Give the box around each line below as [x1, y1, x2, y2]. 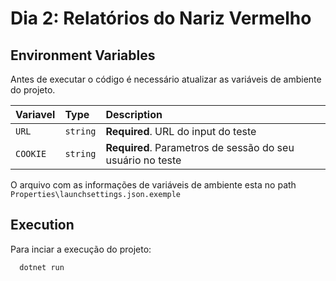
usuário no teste [105, 153, 182, 167]
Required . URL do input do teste [105, 125, 257, 138]
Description [105, 108, 163, 121]
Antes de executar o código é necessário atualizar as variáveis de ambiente [10, 73, 322, 85]
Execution [10, 217, 75, 234]
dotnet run [19, 262, 65, 272]
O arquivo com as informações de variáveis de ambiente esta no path [10, 179, 297, 191]
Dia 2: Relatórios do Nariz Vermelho [10, 7, 312, 30]
